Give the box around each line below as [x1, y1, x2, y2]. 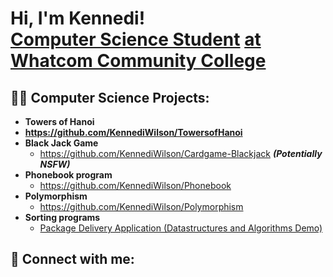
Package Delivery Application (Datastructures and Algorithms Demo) [39, 222, 323, 234]
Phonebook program [24, 169, 113, 181]
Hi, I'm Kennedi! [10, 7, 146, 30]
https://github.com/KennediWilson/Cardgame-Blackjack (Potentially [39, 148, 323, 159]
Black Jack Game [24, 137, 99, 149]
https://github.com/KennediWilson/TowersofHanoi [24, 127, 243, 138]
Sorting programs [24, 212, 101, 223]
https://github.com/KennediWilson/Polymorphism [39, 201, 244, 212]
